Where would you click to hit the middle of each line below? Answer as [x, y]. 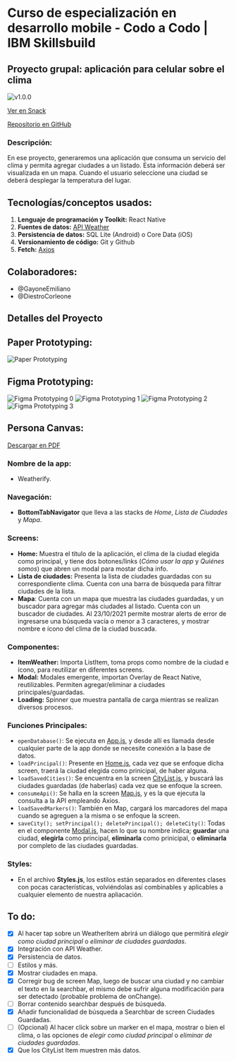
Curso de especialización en [92, 13]
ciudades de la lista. [46, 591]
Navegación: [30, 497]
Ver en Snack [27, 110]
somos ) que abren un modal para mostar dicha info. [93, 569]
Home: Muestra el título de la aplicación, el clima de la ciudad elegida [118, 553]
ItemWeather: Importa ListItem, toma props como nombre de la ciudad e [123, 662]
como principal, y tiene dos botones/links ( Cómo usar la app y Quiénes [121, 561]
